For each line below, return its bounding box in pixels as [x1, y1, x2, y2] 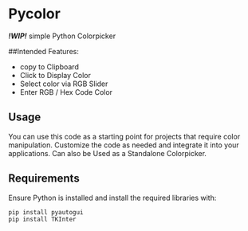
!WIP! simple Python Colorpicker [8, 31, 116, 41]
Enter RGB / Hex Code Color [19, 87, 113, 96]
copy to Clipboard [19, 61, 80, 72]
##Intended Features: [8, 46, 80, 56]
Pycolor [8, 5, 61, 23]
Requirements [8, 172, 80, 186]
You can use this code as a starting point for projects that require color [8, 131, 241, 141]
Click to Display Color [19, 70, 92, 80]
